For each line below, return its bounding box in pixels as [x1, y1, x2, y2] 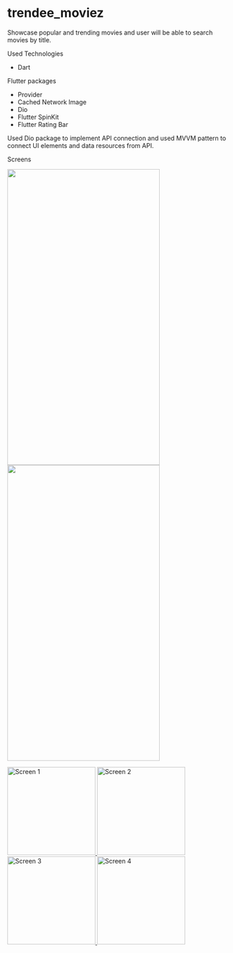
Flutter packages [7, 76, 56, 85]
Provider [17, 90, 43, 99]
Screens [7, 155, 32, 163]
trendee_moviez [7, 5, 104, 21]
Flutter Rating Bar [17, 120, 68, 128]
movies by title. [7, 35, 51, 44]
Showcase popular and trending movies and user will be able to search [7, 28, 213, 37]
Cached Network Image [17, 97, 87, 106]
